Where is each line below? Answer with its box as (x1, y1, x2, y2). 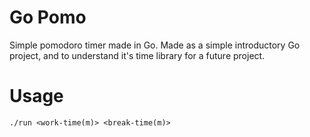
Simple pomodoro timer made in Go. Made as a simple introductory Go (9, 39, 301, 51)
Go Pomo (9, 6, 87, 29)
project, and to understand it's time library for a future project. (9, 49, 266, 61)
